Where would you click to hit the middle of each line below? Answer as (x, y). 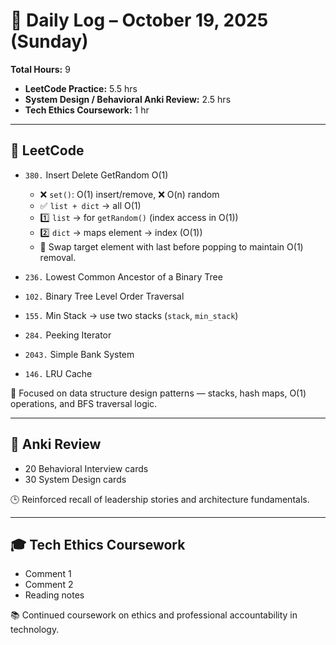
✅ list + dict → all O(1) (90, 205)
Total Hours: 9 (40, 69)
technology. (35, 630)
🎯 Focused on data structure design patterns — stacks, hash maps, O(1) (158, 393)
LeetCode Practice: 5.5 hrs (81, 88)
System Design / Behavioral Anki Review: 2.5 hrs (128, 99)
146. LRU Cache (58, 373)
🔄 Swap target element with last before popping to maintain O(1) (171, 246)
